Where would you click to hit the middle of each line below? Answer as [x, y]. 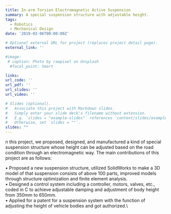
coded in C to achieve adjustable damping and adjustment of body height [82, 190]
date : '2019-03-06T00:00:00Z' [37, 34]
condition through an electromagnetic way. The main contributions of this [82, 153]
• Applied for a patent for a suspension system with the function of [75, 200]
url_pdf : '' [18, 85]
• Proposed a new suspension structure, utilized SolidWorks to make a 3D [83, 168]
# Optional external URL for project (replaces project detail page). [82, 43]
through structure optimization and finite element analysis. [66, 179]
